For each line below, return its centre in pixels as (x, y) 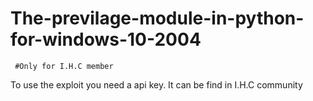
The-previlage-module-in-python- (157, 18)
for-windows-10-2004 (106, 39)
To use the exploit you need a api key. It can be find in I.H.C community (156, 84)
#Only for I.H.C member (64, 66)
